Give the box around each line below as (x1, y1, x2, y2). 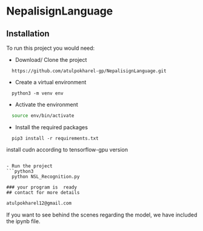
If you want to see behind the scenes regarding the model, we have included (6, 211, 198, 218)
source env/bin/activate (12, 113, 75, 119)
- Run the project (6, 162, 53, 169)
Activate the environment (15, 101, 79, 108)
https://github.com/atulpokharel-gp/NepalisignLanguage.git (12, 68, 167, 74)
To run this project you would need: (6, 44, 95, 52)
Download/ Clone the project (15, 56, 87, 63)
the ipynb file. (6, 217, 41, 225)
